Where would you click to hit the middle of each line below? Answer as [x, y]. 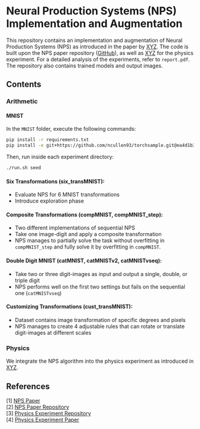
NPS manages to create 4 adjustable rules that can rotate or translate [100, 326]
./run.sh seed [24, 168]
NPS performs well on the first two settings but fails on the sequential [100, 286]
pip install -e [25, 145]
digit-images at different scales [53, 332]
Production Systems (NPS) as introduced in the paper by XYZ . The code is [97, 47]
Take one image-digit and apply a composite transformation [88, 234]
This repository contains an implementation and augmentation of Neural [94, 40]
